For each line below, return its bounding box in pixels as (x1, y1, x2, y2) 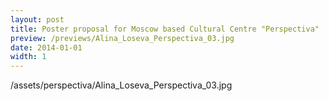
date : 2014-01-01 (10, 42, 83, 53)
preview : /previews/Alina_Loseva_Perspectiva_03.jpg (10, 33, 235, 43)
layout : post (10, 14, 65, 25)
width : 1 (10, 52, 47, 62)
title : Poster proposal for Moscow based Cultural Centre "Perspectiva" (10, 24, 320, 34)
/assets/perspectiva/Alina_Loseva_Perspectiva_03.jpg (10, 79, 233, 91)
